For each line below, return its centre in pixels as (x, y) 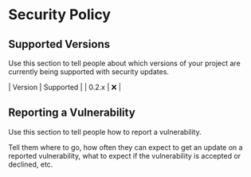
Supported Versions (59, 44)
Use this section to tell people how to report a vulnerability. (105, 132)
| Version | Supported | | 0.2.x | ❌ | (65, 87)
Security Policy (60, 15)
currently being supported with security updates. (89, 72)
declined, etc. (31, 164)
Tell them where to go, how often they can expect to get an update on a (125, 147)
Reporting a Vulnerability (72, 113)
